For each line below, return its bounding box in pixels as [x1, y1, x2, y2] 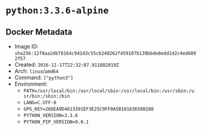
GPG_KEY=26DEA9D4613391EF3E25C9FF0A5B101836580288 [23, 106, 154, 112]
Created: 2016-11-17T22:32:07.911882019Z [14, 61, 119, 68]
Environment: [14, 81, 48, 87]
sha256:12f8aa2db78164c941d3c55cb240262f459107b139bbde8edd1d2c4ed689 [14, 50, 197, 56]
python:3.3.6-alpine [5, 5, 109, 16]
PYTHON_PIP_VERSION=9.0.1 [23, 119, 89, 125]
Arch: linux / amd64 [14, 67, 59, 75]
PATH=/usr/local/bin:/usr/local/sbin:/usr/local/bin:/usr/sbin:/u [23, 88, 195, 94]
